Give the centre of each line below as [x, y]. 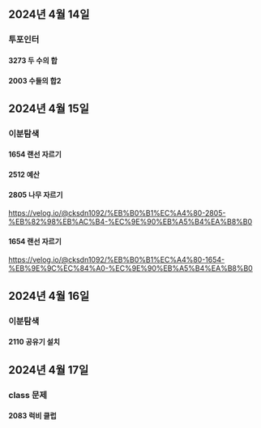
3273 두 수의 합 [33, 60]
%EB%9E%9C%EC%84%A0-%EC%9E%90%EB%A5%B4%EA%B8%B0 [130, 268]
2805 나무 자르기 [36, 195]
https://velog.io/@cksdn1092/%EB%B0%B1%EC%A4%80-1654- [117, 260]
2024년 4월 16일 [49, 295]
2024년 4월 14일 [49, 15]
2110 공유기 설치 [34, 342]
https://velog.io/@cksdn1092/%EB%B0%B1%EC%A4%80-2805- [117, 213]
